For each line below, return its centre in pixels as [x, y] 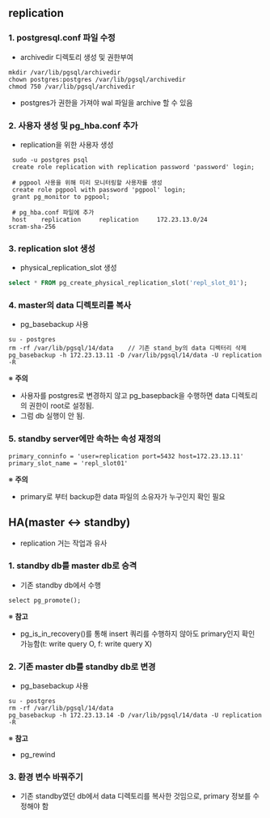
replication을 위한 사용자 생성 [67, 144]
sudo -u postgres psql [50, 160]
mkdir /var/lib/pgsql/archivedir [65, 72]
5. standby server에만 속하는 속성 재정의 [85, 439]
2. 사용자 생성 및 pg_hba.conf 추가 [74, 125]
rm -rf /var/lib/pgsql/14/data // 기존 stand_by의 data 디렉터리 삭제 [127, 348]
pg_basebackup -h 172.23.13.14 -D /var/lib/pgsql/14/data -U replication [135, 715]
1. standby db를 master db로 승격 [73, 566]
